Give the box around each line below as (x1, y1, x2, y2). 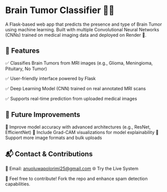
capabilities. (5, 181, 30, 187)
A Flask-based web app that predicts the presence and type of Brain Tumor (5, 21, 162, 27)
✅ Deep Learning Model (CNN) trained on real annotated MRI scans (5, 85, 146, 91)
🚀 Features (5, 46, 40, 55)
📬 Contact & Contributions (5, 150, 93, 158)
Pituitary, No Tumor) (5, 66, 47, 72)
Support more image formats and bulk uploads (5, 135, 102, 141)
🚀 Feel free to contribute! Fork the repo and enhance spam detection (5, 176, 148, 182)
